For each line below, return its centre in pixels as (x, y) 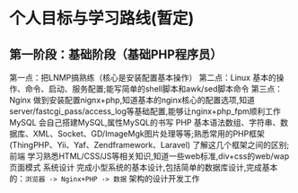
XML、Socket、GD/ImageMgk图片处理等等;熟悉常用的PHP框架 (149, 134)
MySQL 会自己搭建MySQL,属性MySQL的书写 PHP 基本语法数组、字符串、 (145, 123)
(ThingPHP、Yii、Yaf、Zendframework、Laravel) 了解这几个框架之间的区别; (149, 145)
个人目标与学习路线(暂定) (102, 18)
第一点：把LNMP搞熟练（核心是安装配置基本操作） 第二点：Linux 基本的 (143, 78)
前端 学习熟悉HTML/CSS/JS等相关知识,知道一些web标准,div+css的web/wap (149, 156)
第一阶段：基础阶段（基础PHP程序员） (116, 54)
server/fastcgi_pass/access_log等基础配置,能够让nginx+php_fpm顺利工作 (145, 111)
